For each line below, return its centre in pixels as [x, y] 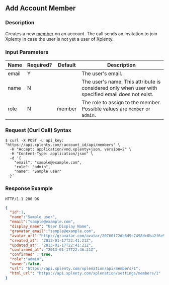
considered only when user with [119, 88]
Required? [39, 65]
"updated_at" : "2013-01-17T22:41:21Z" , [52, 245]
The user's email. [102, 74]
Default [67, 65]
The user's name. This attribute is [121, 82]
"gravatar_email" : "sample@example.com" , [53, 231]
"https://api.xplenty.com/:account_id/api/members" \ [63, 145]
